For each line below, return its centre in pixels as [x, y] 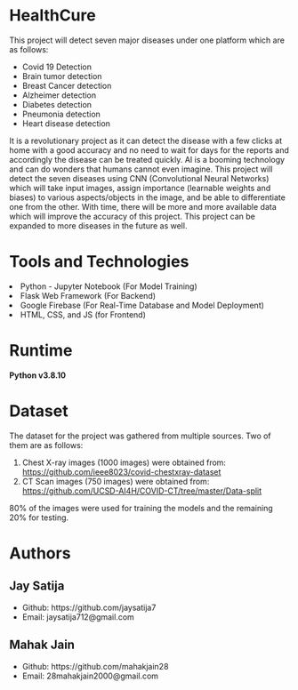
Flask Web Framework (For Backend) [89, 295]
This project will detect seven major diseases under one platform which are [147, 40]
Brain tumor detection [62, 76]
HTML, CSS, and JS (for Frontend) [84, 314]
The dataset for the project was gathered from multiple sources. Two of [140, 436]
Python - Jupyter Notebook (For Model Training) [109, 286]
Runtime [41, 351]
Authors [40, 553]
